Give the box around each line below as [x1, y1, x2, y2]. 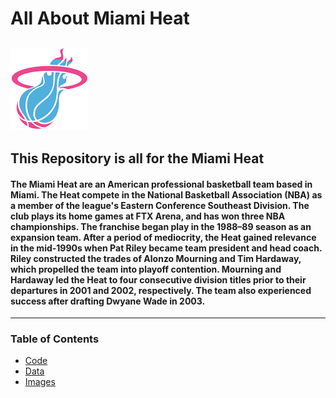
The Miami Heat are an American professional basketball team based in [10, 178, 313, 190]
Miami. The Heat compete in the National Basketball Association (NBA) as [10, 188, 323, 201]
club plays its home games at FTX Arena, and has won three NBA [10, 210, 286, 222]
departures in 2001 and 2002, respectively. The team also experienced [10, 284, 312, 296]
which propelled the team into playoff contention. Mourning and [10, 263, 282, 275]
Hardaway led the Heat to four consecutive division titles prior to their [10, 273, 307, 286]
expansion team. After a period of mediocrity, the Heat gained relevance [10, 231, 317, 243]
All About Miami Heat [10, 7, 190, 30]
